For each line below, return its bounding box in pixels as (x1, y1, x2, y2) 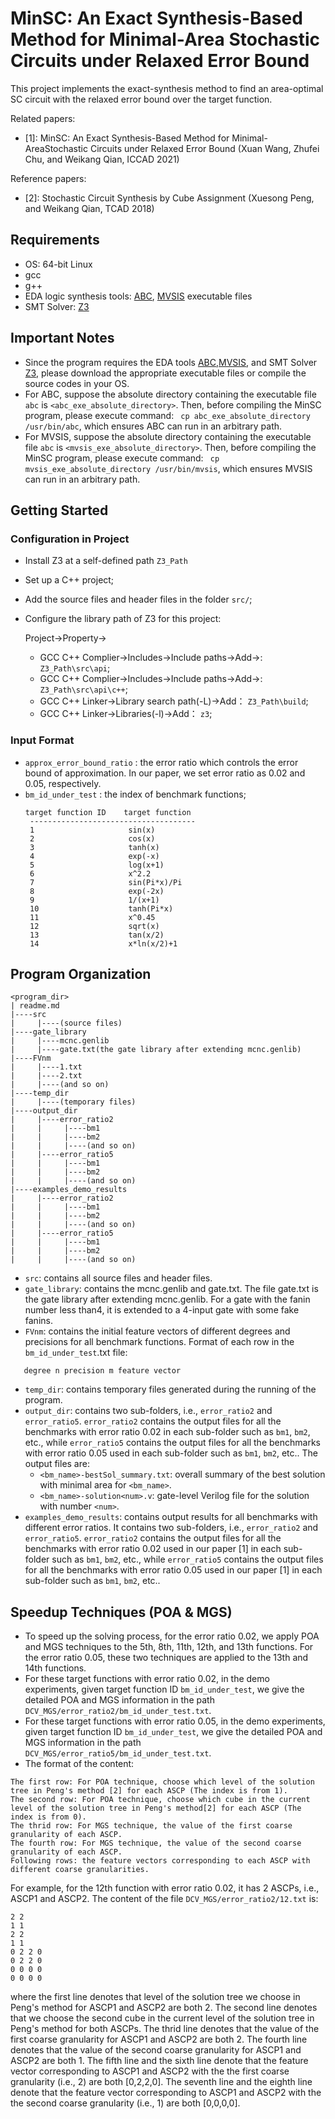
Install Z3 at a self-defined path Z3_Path (24, 555, 188, 567)
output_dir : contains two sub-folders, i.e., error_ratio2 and (24, 1405, 273, 1417)
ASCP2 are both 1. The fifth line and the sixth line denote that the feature (10, 2055, 309, 2067)
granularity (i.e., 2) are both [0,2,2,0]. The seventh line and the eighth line (10, 2076, 313, 2088)
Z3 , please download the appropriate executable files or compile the (24, 367, 307, 379)
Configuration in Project (10, 532, 130, 546)
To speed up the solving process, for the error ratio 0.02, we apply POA (24, 1630, 320, 1642)
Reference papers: (10, 172, 87, 184)
